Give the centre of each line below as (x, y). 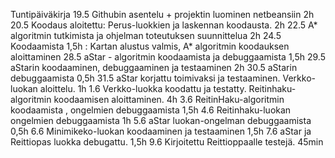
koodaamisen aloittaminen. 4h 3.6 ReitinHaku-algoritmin (169, 99)
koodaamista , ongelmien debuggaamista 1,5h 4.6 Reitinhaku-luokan (151, 110)
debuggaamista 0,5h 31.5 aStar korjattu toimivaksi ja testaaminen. (145, 78)
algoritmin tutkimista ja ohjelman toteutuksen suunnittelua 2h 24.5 (146, 35)
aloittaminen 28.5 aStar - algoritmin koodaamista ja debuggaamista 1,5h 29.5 (168, 57)
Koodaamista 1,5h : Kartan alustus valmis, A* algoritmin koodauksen (150, 46)
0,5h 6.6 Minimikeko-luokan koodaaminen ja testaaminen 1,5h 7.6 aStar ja (161, 131)
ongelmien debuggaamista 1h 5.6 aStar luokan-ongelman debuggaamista (161, 120)
